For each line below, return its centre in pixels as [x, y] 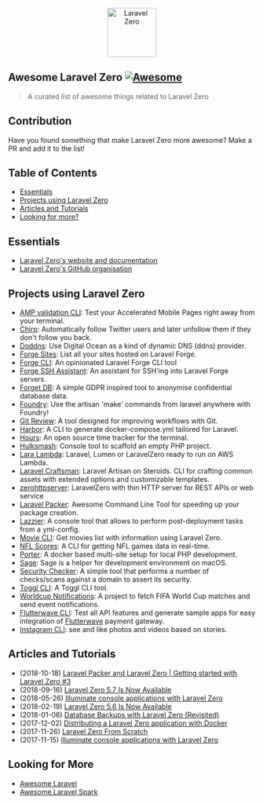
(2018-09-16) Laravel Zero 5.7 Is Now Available [95, 689]
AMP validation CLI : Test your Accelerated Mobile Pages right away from [137, 312]
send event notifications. [59, 605]
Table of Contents [53, 173]
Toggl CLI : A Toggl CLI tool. [64, 588]
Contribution [40, 121]
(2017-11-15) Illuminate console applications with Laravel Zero [119, 740]
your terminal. [42, 321]
